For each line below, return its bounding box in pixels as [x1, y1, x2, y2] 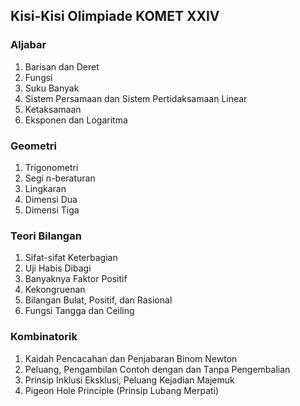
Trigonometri [24, 161, 79, 173]
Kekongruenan [24, 284, 86, 296]
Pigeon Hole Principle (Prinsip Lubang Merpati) [24, 384, 220, 396]
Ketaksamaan [24, 103, 82, 115]
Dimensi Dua [24, 193, 78, 205]
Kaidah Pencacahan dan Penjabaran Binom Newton [24, 352, 238, 364]
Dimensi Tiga [24, 204, 80, 216]
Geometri [10, 139, 57, 153]
